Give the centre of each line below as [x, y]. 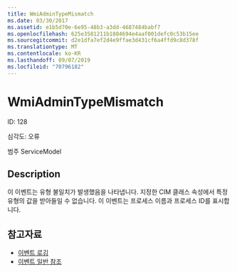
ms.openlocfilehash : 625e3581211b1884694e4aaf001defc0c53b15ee [103, 34]
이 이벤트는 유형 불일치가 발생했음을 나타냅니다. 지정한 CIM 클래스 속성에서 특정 [118, 192]
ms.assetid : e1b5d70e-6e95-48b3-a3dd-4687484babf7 [84, 27]
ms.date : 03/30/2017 [38, 21]
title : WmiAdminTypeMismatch [51, 14]
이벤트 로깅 [33, 253]
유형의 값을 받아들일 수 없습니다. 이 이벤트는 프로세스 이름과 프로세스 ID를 [109, 201]
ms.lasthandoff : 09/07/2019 [49, 60]
